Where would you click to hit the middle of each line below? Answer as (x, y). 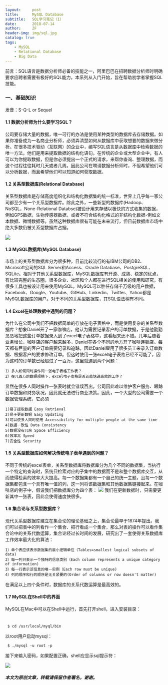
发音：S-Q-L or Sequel (29, 110)
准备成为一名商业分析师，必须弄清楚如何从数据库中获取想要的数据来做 (86, 140)
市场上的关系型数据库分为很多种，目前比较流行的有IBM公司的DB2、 (75, 261)
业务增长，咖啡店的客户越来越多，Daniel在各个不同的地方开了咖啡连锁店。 (82, 342)
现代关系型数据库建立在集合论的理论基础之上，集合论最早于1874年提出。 (80, 520)
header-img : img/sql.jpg (31, 33)
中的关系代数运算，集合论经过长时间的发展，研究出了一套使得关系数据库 (88, 533)
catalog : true (20, 38)
